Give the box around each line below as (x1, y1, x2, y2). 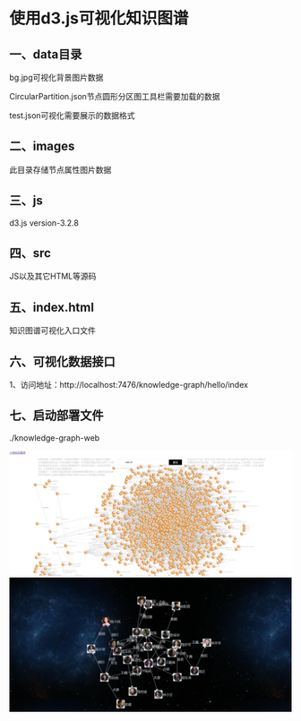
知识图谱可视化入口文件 (9, 325, 96, 336)
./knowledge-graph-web (9, 432, 100, 443)
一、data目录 (9, 47, 82, 62)
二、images (9, 139, 75, 154)
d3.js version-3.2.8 (9, 217, 79, 228)
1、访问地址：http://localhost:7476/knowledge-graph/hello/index (9, 380, 249, 391)
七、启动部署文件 (9, 408, 104, 424)
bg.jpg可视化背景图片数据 (9, 73, 104, 82)
